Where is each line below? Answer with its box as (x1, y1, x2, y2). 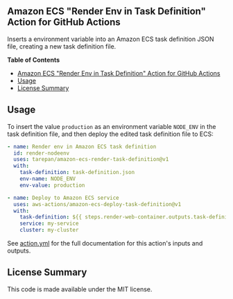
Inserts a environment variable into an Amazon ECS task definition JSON (7, 35, 214, 43)
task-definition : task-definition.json (19, 169, 135, 176)
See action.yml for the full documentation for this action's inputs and (7, 239, 203, 247)
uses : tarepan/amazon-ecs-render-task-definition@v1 (13, 156, 169, 163)
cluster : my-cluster (19, 227, 79, 234)
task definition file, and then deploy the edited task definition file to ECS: (7, 130, 214, 138)
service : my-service (19, 220, 79, 228)
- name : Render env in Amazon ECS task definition (7, 143, 157, 150)
